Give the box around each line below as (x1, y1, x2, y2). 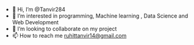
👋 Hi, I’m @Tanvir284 (12, 6, 66, 13)
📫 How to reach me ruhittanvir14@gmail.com (12, 32, 127, 39)
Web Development (12, 19, 59, 26)
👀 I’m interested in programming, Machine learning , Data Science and (12, 12, 189, 19)
